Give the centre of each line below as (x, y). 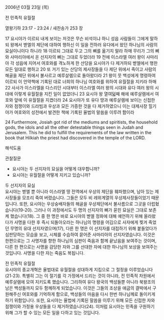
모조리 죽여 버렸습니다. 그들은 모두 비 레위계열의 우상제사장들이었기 (86, 198)
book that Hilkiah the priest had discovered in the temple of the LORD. (75, 138)
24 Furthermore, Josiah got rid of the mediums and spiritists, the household (82, 122)
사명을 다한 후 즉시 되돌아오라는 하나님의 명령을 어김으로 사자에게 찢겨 (81, 222)
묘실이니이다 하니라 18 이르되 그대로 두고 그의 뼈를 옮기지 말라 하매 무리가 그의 (80, 51)
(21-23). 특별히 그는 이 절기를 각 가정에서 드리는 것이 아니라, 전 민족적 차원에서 (80, 276)
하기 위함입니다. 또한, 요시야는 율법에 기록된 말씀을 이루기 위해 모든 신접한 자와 (80, 300)
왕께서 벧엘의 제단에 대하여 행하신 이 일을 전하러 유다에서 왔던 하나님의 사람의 (84, 45)
